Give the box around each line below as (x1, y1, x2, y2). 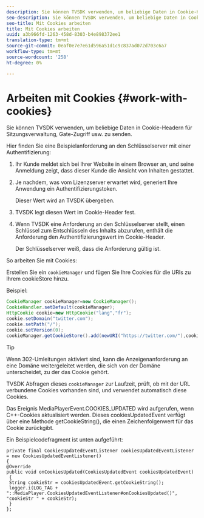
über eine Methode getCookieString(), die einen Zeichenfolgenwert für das (6, 417, 194, 425)
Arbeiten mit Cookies (6, 91, 115, 105)
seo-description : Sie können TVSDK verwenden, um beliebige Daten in (6, 15, 186, 21)
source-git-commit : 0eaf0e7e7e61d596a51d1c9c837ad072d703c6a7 (6, 43, 167, 49)
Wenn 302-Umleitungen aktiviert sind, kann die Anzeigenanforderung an (6, 355, 188, 363)
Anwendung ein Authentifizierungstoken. (15, 185, 118, 193)
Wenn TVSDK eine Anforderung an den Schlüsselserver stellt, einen (15, 220, 185, 228)
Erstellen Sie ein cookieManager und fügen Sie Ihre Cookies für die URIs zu (6, 268, 191, 276)
